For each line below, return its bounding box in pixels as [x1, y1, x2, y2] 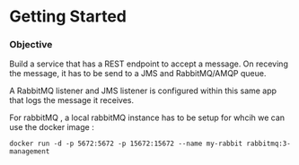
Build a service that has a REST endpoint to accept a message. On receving [9, 58, 289, 69]
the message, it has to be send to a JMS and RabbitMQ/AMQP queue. [9, 68, 267, 79]
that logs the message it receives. [9, 95, 135, 106]
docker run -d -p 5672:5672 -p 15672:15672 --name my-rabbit [9, 139, 243, 149]
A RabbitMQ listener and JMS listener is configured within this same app [9, 85, 277, 96]
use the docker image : [9, 122, 94, 133]
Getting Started [9, 6, 128, 27]
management [9, 147, 50, 156]
